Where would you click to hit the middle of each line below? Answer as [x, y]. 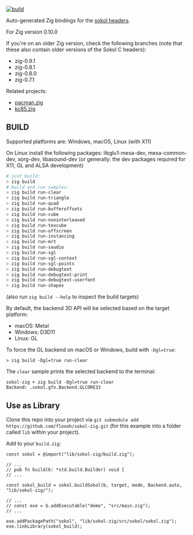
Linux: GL [26, 338]
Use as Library [33, 405]
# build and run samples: [38, 187]
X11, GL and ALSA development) [45, 165]
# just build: [23, 176]
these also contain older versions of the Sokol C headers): [76, 49]
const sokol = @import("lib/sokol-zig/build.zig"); [70, 454]
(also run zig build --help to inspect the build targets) [72, 297]
